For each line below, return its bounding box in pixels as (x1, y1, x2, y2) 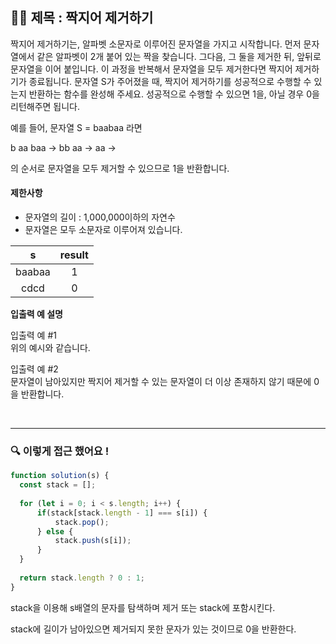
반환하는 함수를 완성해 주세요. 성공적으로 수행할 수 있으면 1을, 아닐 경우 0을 (28, 88, 320, 100)
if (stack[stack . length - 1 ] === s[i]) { (36, 508, 208, 518)
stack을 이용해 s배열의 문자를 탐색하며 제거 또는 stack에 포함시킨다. (10, 601, 276, 613)
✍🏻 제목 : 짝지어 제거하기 (10, 9, 154, 27)
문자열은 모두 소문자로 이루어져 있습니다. (24, 224, 183, 236)
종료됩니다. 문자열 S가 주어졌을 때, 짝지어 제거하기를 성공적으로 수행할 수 (28, 75, 312, 87)
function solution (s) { (10, 471, 110, 481)
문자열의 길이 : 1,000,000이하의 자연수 (24, 211, 176, 223)
